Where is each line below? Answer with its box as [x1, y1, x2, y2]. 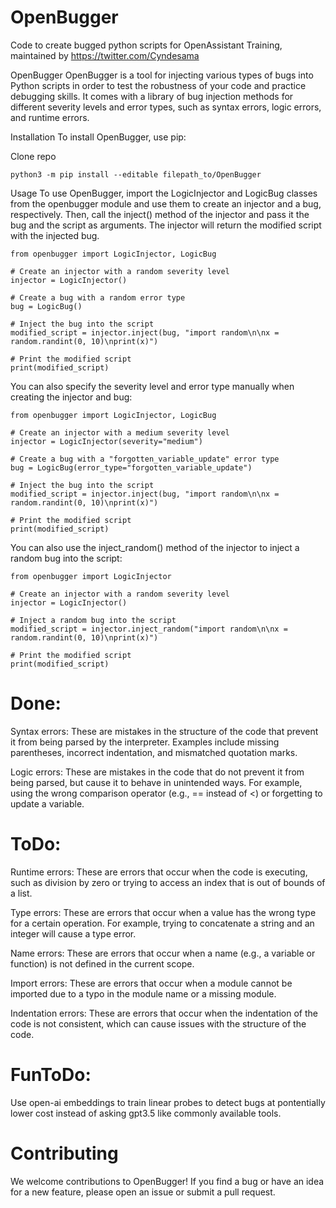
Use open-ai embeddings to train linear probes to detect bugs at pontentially [10, 1096, 326, 1108]
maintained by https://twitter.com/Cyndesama [10, 49, 200, 61]
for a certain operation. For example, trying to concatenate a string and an [10, 917, 315, 929]
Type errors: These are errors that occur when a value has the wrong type [10, 906, 317, 918]
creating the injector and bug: [10, 391, 133, 403]
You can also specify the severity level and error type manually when [10, 380, 295, 392]
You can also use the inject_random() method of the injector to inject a [10, 541, 300, 553]
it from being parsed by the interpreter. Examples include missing [10, 736, 280, 748]
